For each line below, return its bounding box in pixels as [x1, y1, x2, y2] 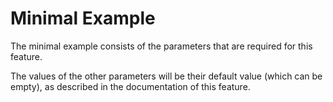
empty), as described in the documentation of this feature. [10, 80, 251, 92]
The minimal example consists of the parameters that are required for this [10, 40, 313, 52]
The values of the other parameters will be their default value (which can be [10, 70, 323, 82]
